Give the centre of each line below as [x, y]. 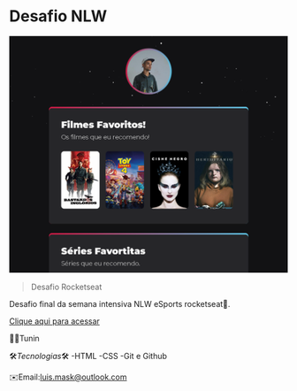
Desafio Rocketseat [66, 287]
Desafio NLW [58, 16]
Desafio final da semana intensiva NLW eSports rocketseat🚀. [120, 303]
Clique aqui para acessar [54, 321]
